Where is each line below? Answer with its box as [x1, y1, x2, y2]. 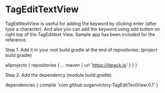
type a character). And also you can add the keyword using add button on [5, 26, 160, 32]
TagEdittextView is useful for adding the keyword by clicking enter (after [5, 20, 157, 27]
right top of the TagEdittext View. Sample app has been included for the [5, 31, 155, 37]
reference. [5, 37, 27, 43]
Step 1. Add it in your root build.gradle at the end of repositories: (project [5, 46, 157, 53]
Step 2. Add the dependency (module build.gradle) [5, 72, 112, 78]
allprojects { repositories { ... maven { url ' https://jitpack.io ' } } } [5, 62, 137, 68]
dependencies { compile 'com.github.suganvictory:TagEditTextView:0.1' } [5, 82, 158, 88]
